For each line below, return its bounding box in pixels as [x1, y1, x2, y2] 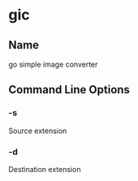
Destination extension [8, 164, 81, 174]
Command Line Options [8, 83, 130, 97]
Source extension [8, 126, 67, 136]
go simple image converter [8, 59, 98, 69]
